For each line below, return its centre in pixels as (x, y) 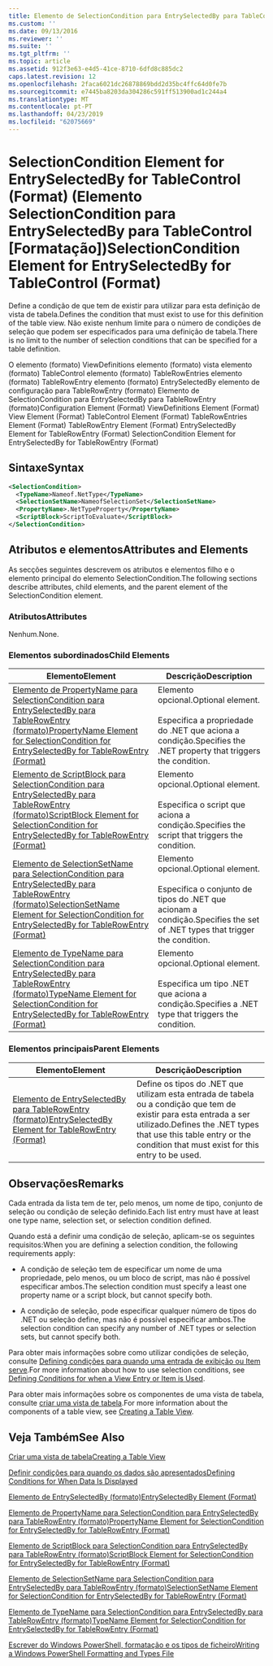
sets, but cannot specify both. (70, 1337)
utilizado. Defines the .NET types (198, 1124)
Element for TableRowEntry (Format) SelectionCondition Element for (122, 434)
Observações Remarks (66, 1183)
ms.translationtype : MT (49, 99)
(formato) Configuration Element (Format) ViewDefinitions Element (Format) (134, 408)
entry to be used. (169, 1154)
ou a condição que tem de (186, 1104)
